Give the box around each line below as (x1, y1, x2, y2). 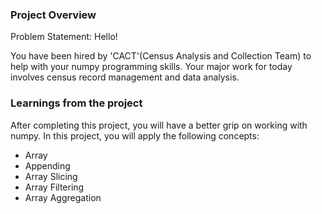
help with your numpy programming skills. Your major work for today (10, 61, 293, 73)
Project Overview (10, 8, 97, 22)
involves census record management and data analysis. (10, 71, 240, 83)
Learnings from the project (10, 96, 143, 110)
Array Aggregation (24, 191, 102, 203)
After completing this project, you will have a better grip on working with (10, 119, 308, 131)
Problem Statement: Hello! (10, 31, 118, 43)
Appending (24, 159, 71, 172)
